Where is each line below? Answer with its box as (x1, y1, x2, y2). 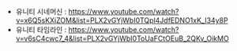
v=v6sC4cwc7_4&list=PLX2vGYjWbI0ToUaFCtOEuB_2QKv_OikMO (15, 34, 229, 43)
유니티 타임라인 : (15, 25, 67, 34)
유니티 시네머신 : (15, 7, 67, 16)
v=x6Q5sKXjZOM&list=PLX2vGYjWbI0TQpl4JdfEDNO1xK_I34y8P (15, 16, 228, 25)
